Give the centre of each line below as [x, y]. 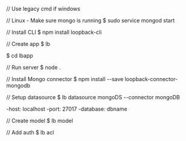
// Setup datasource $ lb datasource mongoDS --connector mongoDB [93, 97]
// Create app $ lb [28, 44]
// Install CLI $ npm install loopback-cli [54, 32]
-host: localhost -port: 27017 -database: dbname [67, 109]
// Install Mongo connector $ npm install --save [65, 79]
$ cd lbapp [20, 56]
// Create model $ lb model [40, 121]
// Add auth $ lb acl [30, 132]
